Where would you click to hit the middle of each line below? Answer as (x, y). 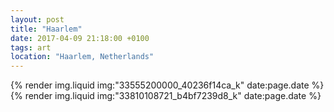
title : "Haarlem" (46, 29)
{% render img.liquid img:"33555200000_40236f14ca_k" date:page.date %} (167, 85)
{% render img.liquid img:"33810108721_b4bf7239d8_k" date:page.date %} (166, 96)
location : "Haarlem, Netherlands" (82, 57)
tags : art (31, 47)
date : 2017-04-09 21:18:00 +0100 (80, 38)
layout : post (37, 19)
